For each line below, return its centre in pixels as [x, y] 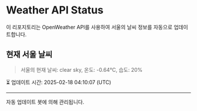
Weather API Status [55, 10]
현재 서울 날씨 [29, 55]
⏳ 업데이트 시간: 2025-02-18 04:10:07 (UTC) [59, 82]
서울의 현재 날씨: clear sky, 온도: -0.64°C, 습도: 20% [81, 70]
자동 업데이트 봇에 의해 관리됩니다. [45, 102]
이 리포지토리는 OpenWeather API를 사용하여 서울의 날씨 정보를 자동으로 [89, 27]
